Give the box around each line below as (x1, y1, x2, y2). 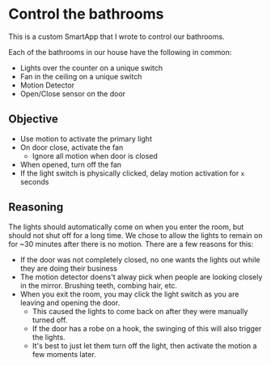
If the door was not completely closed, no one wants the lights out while (19, 254, 260, 264)
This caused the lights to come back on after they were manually (32, 306, 248, 316)
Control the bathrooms (8, 5, 164, 23)
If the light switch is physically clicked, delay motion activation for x (19, 168, 245, 178)
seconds (19, 177, 49, 186)
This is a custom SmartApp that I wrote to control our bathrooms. (8, 32, 225, 41)
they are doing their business (19, 263, 117, 273)
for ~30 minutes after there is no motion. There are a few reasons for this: (8, 239, 254, 249)
